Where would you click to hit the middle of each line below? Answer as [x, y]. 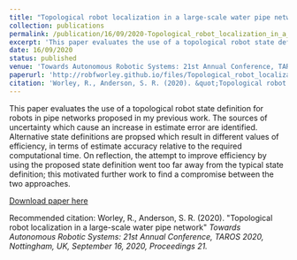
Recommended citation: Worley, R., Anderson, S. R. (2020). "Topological [141, 218]
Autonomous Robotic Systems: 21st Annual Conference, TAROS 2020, [137, 236]
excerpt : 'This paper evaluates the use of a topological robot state [142, 42]
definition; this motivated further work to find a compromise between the [141, 174]
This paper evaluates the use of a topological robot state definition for [136, 108]
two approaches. [40, 183]
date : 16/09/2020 [41, 50]
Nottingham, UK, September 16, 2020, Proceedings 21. [108, 246]
